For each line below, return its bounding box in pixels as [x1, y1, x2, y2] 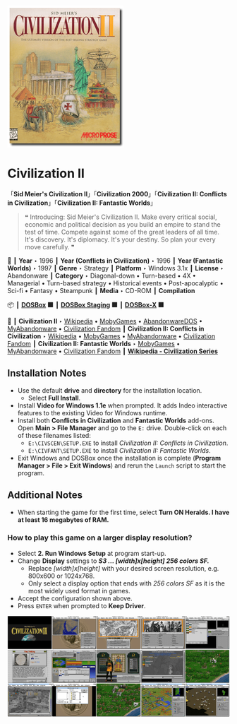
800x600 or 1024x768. [28, 571, 95, 580]
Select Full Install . [28, 393, 81, 402]
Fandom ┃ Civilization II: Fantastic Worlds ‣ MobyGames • [7, 339, 181, 348]
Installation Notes [7, 367, 87, 379]
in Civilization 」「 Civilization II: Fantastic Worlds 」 [7, 198, 157, 207]
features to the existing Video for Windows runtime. [17, 408, 168, 417]
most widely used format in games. [28, 586, 130, 595]
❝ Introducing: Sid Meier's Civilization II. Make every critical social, [24, 213, 217, 221]
